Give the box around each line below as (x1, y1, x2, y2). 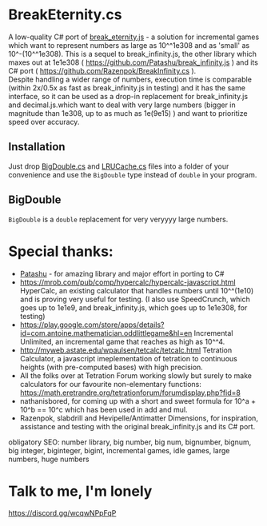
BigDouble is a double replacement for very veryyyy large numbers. (8, 214, 229, 224)
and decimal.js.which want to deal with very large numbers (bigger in (8, 100, 236, 110)
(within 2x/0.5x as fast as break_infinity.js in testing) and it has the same (8, 82, 246, 93)
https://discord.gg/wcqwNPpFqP (8, 508, 117, 518)
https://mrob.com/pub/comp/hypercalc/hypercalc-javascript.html (19, 277, 236, 287)
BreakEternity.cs (8, 6, 122, 24)
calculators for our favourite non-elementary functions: (19, 379, 202, 389)
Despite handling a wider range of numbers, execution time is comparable (8, 74, 252, 84)
